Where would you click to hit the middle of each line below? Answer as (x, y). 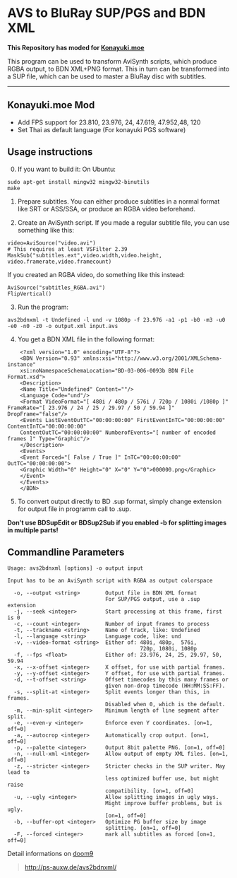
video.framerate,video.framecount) (60, 262)
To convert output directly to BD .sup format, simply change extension (120, 501)
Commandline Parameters (66, 552)
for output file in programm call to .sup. (74, 509)
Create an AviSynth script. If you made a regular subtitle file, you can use (123, 222)
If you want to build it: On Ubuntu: (67, 169)
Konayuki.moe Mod (51, 105)
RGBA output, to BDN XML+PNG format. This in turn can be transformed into (119, 69)
